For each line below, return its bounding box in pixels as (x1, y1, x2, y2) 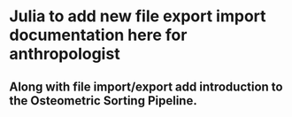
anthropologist (9, 44, 121, 64)
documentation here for (9, 25, 188, 45)
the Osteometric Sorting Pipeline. (9, 93, 197, 108)
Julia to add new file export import (9, 6, 267, 27)
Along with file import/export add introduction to (9, 79, 283, 94)
